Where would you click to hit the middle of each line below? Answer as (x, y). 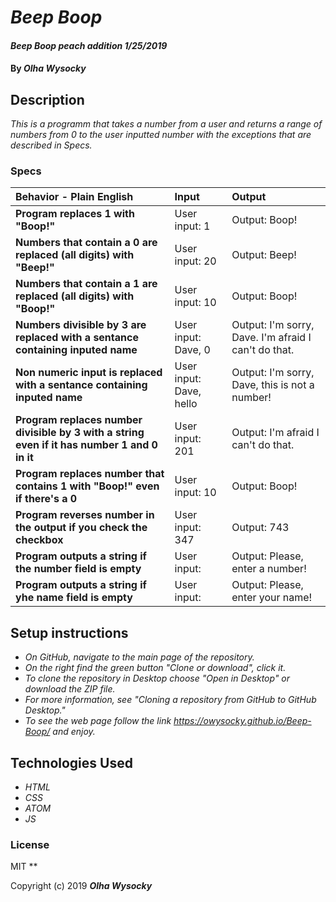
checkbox (39, 540)
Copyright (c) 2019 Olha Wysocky (81, 886)
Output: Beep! (264, 255)
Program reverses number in (85, 515)
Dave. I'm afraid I (271, 338)
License (30, 845)
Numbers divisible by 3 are (81, 325)
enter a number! (269, 569)
